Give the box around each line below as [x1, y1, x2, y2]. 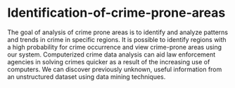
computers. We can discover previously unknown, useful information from [7, 65, 222, 73]
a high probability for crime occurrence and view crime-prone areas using [7, 43, 222, 51]
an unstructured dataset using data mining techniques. [7, 72, 166, 81]
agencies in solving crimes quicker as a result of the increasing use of [7, 57, 210, 66]
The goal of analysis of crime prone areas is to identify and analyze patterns [7, 28, 229, 36]
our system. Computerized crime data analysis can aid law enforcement [7, 50, 216, 59]
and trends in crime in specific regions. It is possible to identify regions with [7, 35, 227, 43]
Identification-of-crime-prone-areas [7, 5, 226, 21]
